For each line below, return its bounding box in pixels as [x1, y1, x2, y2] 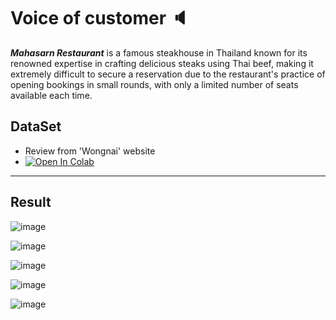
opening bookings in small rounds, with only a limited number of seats [10, 78, 299, 90]
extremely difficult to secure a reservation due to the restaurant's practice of [10, 68, 326, 80]
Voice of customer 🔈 [10, 7, 190, 30]
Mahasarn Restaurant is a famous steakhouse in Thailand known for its [10, 46, 308, 59]
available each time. [10, 89, 93, 101]
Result [10, 194, 52, 211]
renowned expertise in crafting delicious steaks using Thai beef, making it [10, 57, 314, 69]
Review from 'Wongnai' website [24, 145, 156, 157]
